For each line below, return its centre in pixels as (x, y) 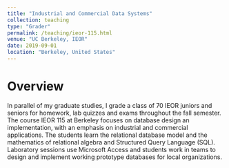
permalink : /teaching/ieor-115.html (60, 33)
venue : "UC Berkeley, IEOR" (48, 39)
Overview (36, 86)
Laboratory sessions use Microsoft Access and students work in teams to (111, 149)
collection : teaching (38, 20)
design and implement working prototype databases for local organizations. (115, 157)
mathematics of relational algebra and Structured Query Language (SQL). (111, 142)
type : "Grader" (29, 26)
